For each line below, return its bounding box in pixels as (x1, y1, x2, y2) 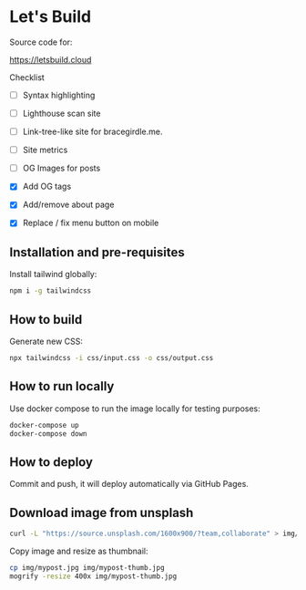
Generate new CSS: (9, 336, 84, 347)
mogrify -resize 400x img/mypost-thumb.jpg (9, 572, 178, 581)
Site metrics (22, 144, 68, 156)
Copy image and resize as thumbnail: (9, 545, 148, 556)
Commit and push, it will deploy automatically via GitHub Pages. (9, 479, 249, 490)
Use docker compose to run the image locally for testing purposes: (9, 403, 261, 414)
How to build (9, 312, 83, 327)
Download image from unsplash (9, 504, 194, 521)
